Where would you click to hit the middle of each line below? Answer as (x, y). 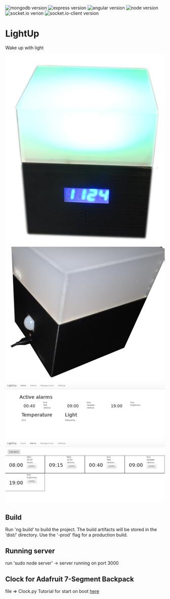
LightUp (22, 34)
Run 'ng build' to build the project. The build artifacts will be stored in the (81, 530)
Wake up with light (25, 48)
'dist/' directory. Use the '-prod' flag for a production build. (67, 535)
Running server (30, 551)
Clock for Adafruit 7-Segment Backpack (70, 579)
